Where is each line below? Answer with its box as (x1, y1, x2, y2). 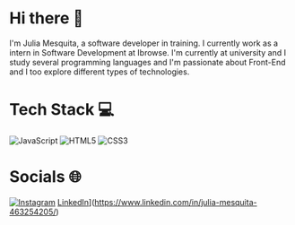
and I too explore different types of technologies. (9, 66, 190, 77)
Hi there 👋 (9, 8, 83, 29)
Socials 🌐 (9, 167, 82, 187)
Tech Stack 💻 (9, 100, 115, 120)
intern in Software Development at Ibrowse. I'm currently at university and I (9, 47, 287, 57)
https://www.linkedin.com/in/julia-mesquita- (93, 196, 257, 207)
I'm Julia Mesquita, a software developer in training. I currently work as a (9, 38, 279, 48)
